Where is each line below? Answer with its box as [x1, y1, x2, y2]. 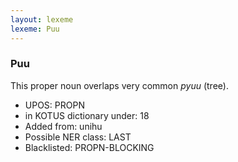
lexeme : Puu [10, 24, 60, 34]
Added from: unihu [24, 120, 103, 132]
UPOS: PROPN [24, 99, 85, 111]
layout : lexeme [10, 14, 74, 25]
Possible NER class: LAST [24, 131, 132, 143]
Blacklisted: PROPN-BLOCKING [24, 141, 155, 153]
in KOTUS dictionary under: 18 [24, 109, 150, 121]
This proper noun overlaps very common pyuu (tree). [10, 79, 229, 91]
